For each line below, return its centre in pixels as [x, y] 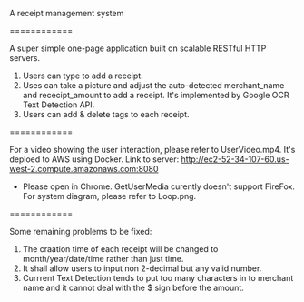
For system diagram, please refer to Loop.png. [109, 196]
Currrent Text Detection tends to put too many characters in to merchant [158, 278]
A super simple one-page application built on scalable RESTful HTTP [138, 48]
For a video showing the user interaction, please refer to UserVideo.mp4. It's [152, 150]
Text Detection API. [59, 105]
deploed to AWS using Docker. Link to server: [94, 159]
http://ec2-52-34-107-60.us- [235, 159]
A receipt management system [67, 13]
